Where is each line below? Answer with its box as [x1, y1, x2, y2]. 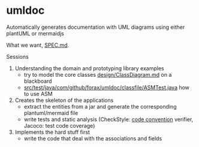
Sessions [6, 53, 29, 60]
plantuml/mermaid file [23, 109, 79, 116]
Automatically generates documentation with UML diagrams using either [6, 23, 185, 31]
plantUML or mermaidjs [6, 29, 64, 37]
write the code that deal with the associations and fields [23, 134, 162, 142]
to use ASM [23, 90, 53, 97]
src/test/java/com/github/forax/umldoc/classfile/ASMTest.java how [23, 83, 190, 91]
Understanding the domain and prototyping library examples [14, 64, 164, 72]
